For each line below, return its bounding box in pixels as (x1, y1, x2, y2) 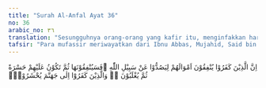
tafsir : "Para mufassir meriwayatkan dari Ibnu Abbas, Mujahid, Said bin (8, 41, 257, 49)
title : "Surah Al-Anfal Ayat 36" (8, 11, 119, 20)
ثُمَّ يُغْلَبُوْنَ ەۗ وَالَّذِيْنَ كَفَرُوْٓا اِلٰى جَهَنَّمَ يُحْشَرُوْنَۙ (8, 71, 148, 80)
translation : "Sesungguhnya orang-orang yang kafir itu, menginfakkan (8, 33, 246, 42)
